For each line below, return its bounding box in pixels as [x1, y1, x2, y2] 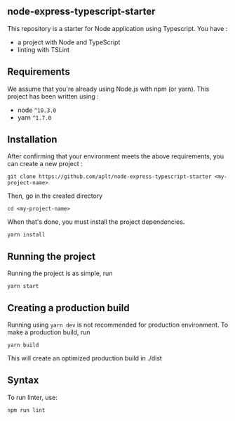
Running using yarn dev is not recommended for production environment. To [7, 320, 229, 329]
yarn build [7, 341, 39, 349]
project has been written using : [7, 92, 100, 101]
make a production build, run [7, 328, 90, 337]
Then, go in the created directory [7, 191, 103, 200]
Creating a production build [7, 302, 130, 314]
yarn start [7, 283, 39, 290]
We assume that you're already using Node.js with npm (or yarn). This [7, 84, 210, 93]
